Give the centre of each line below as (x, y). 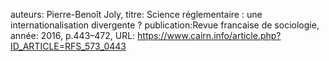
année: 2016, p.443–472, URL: (73, 35)
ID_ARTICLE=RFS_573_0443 (68, 46)
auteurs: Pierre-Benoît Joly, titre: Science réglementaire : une (136, 14)
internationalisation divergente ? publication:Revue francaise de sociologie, (165, 25)
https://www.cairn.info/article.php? (209, 35)
